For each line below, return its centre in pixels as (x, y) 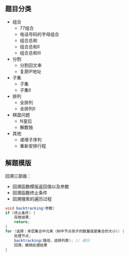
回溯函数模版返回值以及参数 (41, 186)
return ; (22, 222)
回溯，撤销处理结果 (31, 245)
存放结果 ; (23, 217)
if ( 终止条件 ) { (20, 213)
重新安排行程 (33, 146)
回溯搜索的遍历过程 (32, 199)
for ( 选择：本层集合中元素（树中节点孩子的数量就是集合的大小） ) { (65, 231)
